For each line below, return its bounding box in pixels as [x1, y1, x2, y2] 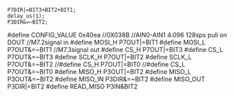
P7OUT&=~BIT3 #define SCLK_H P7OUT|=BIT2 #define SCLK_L [7, 53, 192, 61]
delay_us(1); [7, 12, 45, 19]
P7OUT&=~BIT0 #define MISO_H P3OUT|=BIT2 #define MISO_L [7, 68, 191, 76]
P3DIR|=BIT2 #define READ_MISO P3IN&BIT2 [7, 82, 138, 90]
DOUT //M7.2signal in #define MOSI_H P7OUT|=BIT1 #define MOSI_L [7, 38, 206, 46]
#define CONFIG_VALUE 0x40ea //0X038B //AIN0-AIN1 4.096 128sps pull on [7, 31, 227, 39]
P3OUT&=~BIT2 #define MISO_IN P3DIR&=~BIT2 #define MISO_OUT [7, 75, 205, 83]
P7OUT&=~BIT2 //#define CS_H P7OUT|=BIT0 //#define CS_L [7, 60, 186, 69]
